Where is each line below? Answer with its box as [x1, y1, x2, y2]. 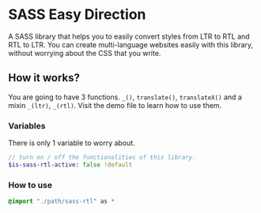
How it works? [8, 71, 81, 84]
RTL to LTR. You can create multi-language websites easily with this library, [8, 39, 254, 49]
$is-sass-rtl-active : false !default [8, 160, 133, 169]
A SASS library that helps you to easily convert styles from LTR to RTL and [8, 32, 251, 41]
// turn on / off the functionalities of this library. [8, 154, 196, 162]
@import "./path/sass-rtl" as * [8, 197, 115, 206]
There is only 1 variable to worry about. [8, 138, 136, 148]
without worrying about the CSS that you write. [8, 48, 161, 58]
